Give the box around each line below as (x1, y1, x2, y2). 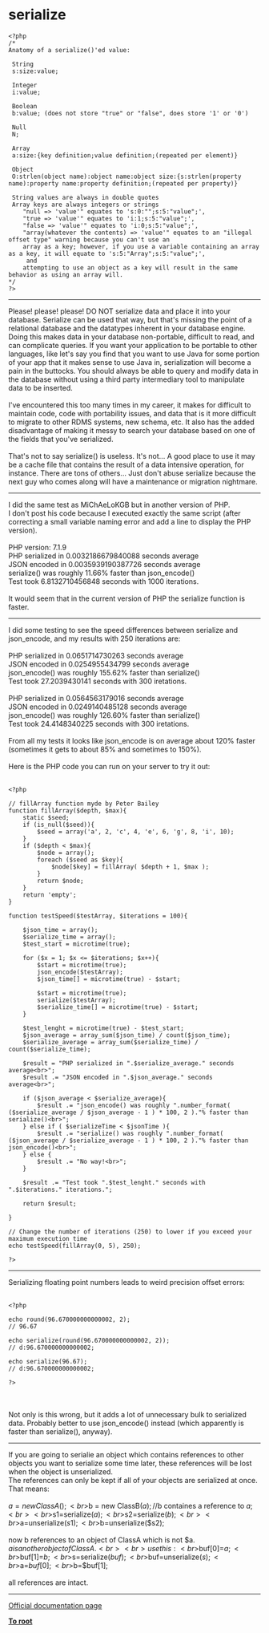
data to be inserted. (8, 383, 74, 392)
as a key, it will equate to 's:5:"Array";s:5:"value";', (8, 249, 206, 257)
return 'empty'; (22, 890, 78, 899)
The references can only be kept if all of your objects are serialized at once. (8, 1475, 258, 1485)
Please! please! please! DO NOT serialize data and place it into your (8, 306, 231, 316)
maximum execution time (8, 1234, 88, 1242)
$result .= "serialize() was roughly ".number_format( (37, 1129, 224, 1137)
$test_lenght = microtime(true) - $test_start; (22, 1024, 184, 1032)
